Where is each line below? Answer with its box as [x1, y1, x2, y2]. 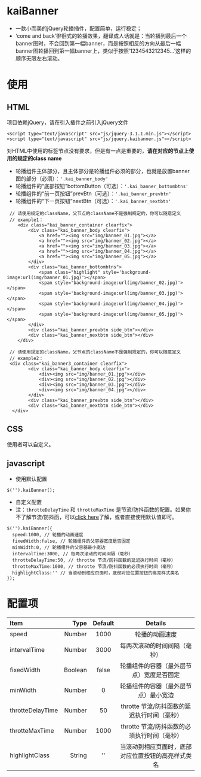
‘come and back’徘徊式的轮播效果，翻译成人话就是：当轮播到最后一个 [15, 32, 187, 40]
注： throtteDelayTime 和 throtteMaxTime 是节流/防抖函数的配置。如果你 [15, 506, 191, 513]
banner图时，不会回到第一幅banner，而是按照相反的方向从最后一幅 [15, 40, 181, 47]
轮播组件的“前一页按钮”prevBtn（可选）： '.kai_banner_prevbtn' [15, 190, 172, 197]
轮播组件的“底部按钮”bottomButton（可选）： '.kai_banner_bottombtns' [15, 182, 188, 189]
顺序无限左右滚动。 [15, 55, 63, 62]
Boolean [64, 666, 87, 674]
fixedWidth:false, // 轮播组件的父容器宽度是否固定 [12, 538, 131, 544]
